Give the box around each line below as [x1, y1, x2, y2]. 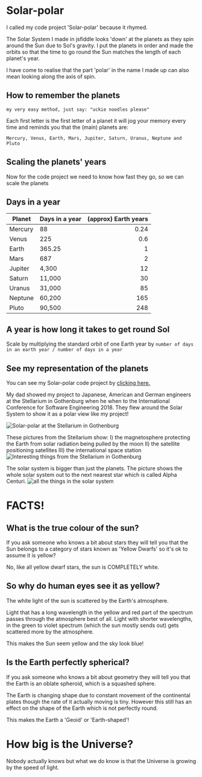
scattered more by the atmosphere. [6, 628, 94, 635]
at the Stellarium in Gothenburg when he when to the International [6, 398, 170, 404]
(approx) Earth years [87, 215, 149, 223]
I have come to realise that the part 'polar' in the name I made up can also [6, 66, 189, 73]
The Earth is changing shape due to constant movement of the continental [6, 691, 191, 699]
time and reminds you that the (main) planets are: [6, 123, 128, 131]
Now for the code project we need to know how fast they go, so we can [6, 173, 184, 180]
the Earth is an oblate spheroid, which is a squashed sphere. [6, 680, 156, 687]
